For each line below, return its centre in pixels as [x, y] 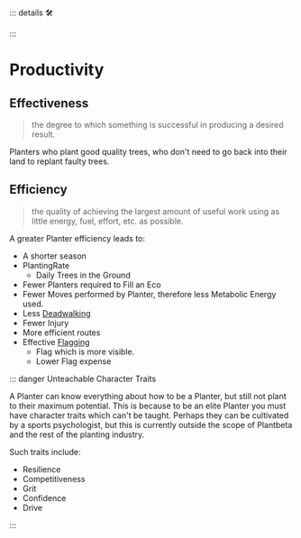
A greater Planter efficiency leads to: [78, 238]
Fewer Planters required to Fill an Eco [91, 284]
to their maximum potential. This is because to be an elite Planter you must [148, 406]
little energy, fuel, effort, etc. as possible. [107, 221]
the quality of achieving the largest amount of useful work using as [155, 211]
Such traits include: [45, 451]
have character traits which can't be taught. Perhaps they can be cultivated [149, 415]
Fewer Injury [46, 323]
